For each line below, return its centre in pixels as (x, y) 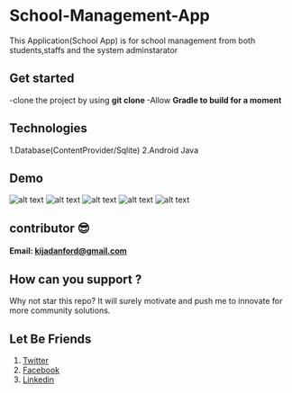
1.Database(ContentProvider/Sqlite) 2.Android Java (104, 150)
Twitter (36, 360)
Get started (42, 79)
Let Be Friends (50, 339)
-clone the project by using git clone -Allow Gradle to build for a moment (146, 100)
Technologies (49, 128)
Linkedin (38, 380)
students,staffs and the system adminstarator (94, 49)
